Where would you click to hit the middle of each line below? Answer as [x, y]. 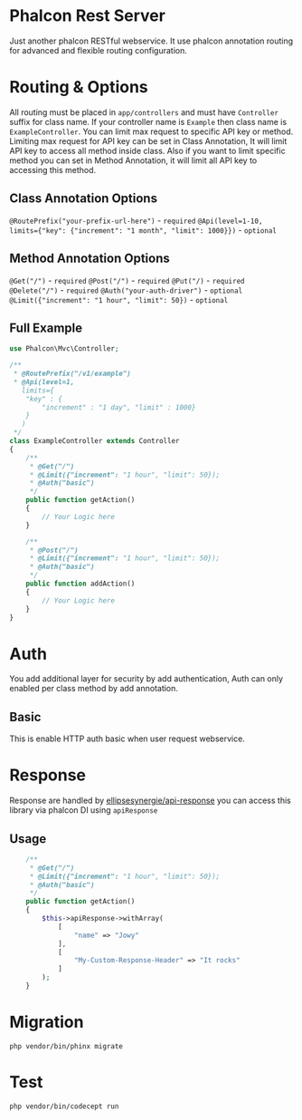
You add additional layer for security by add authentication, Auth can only [146, 679]
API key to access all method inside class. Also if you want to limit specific [148, 150]
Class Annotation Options [84, 199]
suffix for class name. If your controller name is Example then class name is [148, 121]
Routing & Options [79, 87]
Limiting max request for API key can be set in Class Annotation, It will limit [148, 140]
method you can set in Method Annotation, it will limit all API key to [133, 160]
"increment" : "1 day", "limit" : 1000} [119, 407]
